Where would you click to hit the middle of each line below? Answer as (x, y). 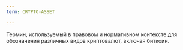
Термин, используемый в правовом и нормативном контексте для (92, 34)
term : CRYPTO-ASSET (31, 12)
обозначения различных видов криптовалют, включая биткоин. (88, 40)
